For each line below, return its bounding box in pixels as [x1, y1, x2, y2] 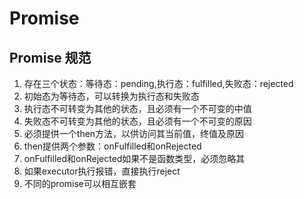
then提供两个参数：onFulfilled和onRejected [23, 140, 202, 152]
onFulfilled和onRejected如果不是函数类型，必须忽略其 [23, 153, 246, 164]
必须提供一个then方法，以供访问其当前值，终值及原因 [23, 128, 245, 139]
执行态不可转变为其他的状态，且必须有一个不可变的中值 [23, 103, 252, 114]
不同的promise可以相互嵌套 [23, 178, 137, 189]
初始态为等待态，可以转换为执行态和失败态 [23, 90, 200, 102]
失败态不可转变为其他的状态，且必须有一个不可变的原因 [23, 115, 252, 127]
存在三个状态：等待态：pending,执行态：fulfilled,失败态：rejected [23, 78, 294, 89]
